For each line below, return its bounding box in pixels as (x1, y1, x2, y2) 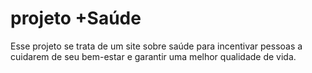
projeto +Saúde (10, 7, 142, 30)
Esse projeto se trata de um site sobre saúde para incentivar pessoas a (10, 40, 303, 52)
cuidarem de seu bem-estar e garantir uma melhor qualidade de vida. (10, 50, 297, 62)
